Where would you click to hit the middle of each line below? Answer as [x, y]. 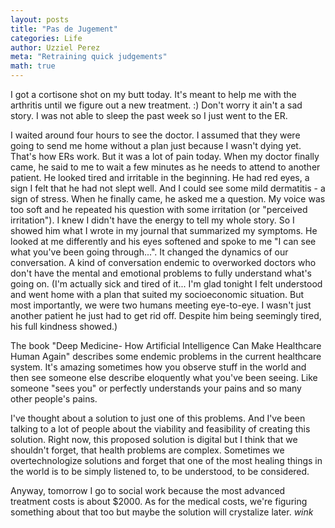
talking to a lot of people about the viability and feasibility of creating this [160, 429]
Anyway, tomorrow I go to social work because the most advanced [148, 490]
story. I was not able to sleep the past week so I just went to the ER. [149, 115]
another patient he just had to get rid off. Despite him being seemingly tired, [166, 315]
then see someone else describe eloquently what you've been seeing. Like [164, 377]
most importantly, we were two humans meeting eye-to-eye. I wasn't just [161, 305]
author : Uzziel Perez [55, 47]
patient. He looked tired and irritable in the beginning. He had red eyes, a [160, 177]
